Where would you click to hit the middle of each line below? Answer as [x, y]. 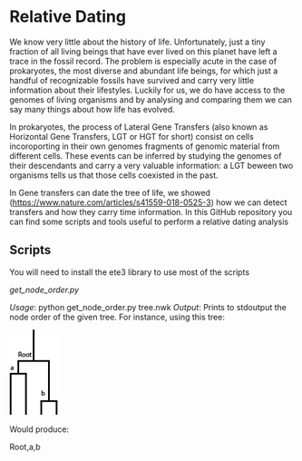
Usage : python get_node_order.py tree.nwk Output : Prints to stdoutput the [148, 307]
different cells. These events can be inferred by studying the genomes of [146, 155]
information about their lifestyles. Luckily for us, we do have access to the [147, 90]
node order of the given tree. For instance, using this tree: [117, 317]
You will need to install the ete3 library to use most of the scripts [130, 272]
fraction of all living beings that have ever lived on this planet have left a [144, 51]
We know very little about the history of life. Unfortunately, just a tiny [137, 42]
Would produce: [39, 429]
